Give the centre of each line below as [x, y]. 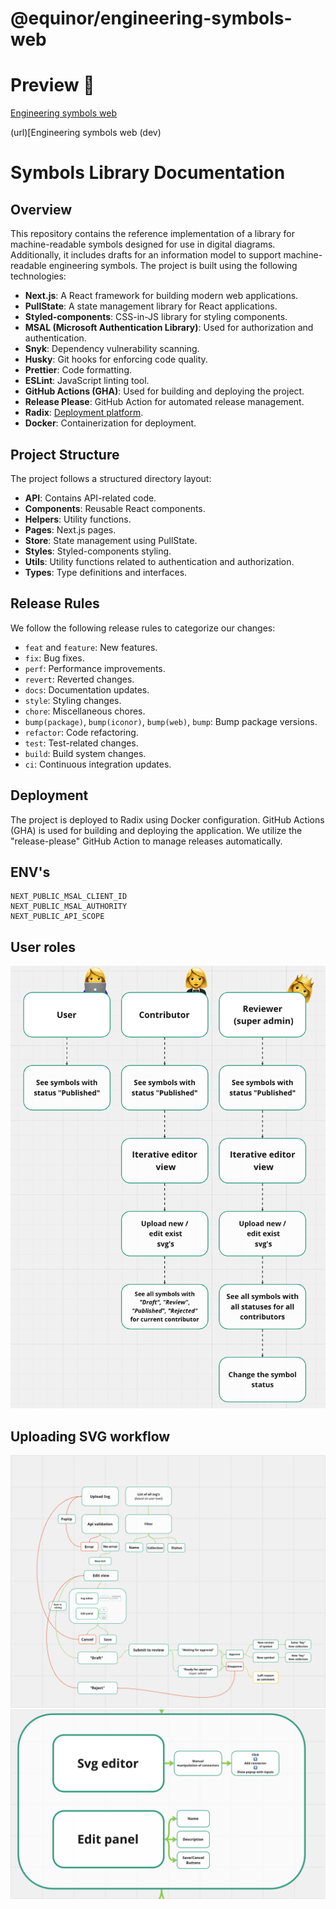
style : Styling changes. [73, 700]
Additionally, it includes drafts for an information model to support [146, 255]
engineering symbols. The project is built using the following [173, 266]
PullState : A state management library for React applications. [151, 306]
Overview [41, 209]
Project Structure [65, 454]
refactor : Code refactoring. [81, 732]
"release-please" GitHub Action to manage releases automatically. [146, 841]
